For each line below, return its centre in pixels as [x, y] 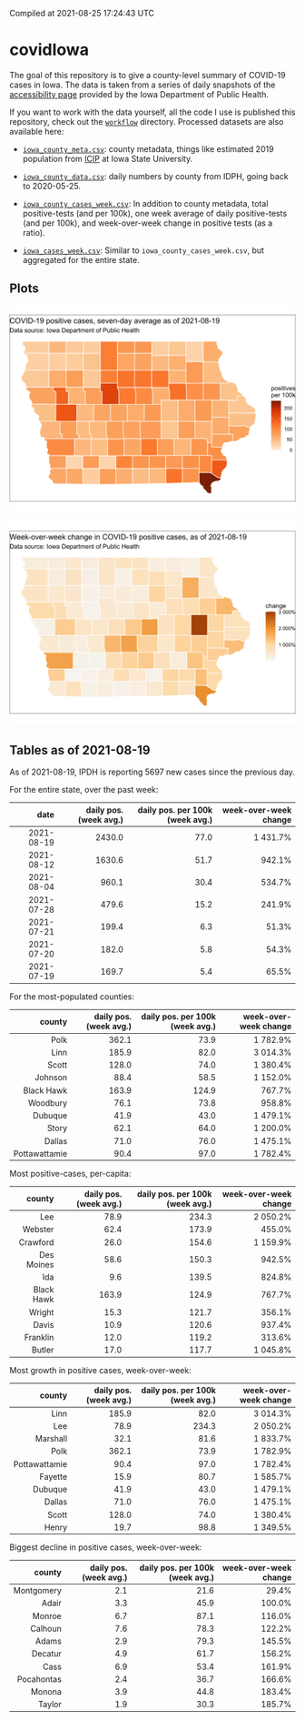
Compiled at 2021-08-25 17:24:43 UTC [82, 13]
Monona [46, 1692]
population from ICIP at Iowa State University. [108, 158]
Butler [43, 1350]
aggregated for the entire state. [81, 259]
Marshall [51, 1439]
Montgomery [37, 1591]
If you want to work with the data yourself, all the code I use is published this [152, 112]
